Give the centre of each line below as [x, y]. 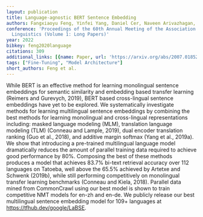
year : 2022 [20, 40]
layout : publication [32, 12]
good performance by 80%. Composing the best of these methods [89, 156]
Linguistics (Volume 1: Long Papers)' [61, 35]
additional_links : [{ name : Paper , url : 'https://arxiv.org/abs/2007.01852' [104, 57]
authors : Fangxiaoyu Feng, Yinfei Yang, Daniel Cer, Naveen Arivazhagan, [101, 23]
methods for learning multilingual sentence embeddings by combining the [98, 111]
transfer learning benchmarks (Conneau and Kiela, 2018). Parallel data [94, 182]
